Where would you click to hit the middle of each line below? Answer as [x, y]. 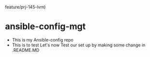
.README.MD [26, 50]
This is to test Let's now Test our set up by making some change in [79, 45]
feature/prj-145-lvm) [25, 7]
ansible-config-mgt [45, 27]
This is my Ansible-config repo [43, 40]
